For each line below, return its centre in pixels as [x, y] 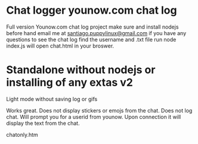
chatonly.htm [22, 134]
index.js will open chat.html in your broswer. [60, 46]
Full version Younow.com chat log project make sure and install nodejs [92, 27]
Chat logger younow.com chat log [92, 10]
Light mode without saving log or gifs [52, 99]
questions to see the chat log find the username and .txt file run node [91, 39]
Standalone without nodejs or [81, 70]
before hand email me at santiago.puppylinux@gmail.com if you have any [96, 33]
